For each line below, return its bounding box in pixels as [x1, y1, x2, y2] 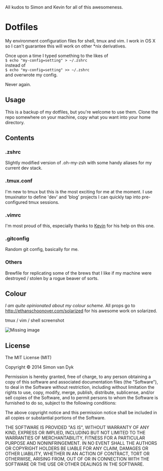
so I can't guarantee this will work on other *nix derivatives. [5, 43, 126, 49]
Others [5, 259, 22, 266]
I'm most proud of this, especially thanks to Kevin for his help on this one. [5, 223, 155, 229]
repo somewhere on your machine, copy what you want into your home [5, 114, 151, 120]
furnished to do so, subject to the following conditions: [5, 400, 116, 406]
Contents [5, 134, 35, 142]
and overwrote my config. [5, 72, 58, 78]
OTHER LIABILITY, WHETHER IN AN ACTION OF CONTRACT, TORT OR [5, 451, 150, 457]
